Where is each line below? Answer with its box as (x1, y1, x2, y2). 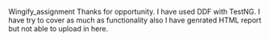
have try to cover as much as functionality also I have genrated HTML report (8, 15, 262, 25)
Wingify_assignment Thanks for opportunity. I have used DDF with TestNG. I (8, 7, 260, 16)
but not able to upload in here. (8, 24, 109, 33)
